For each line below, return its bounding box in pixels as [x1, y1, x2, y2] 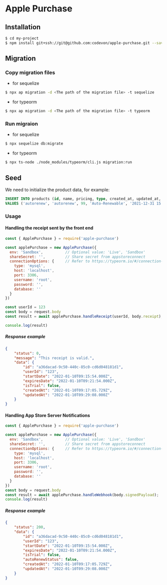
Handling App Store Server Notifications [5, 412, 90, 418]
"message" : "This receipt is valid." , [14, 356, 94, 361]
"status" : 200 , [14, 525, 46, 530]
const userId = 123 [5, 305, 46, 310]
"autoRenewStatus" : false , [23, 557, 79, 562]
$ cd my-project [5, 36, 39, 41]
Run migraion [5, 120, 38, 127]
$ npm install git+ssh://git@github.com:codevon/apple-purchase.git [5, 40, 150, 45]
